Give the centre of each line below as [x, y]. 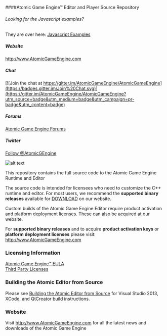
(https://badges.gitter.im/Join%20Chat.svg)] [51, 88]
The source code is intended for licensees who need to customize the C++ [83, 188]
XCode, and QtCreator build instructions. [48, 299]
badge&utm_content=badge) [35, 105]
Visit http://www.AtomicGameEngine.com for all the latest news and [76, 322]
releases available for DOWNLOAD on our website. [58, 199]
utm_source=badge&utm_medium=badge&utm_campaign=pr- [70, 99]
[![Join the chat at [24, 83]
